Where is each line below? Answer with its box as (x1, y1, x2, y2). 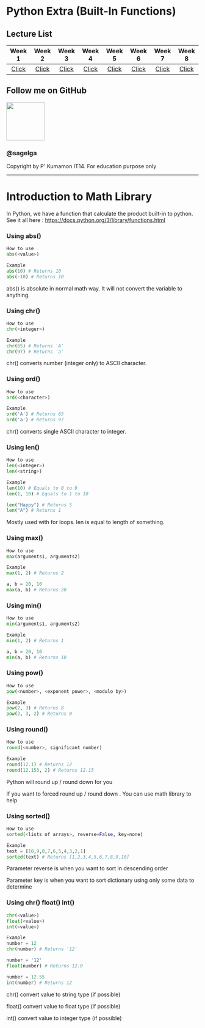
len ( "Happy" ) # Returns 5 (6, 501, 72, 508)
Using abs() (6, 231, 41, 240)
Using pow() (6, 668, 44, 677)
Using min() (6, 601, 41, 610)
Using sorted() (6, 812, 51, 820)
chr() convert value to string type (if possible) (6, 991, 121, 998)
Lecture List (6, 29, 53, 39)
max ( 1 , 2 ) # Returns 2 (6, 570, 64, 576)
